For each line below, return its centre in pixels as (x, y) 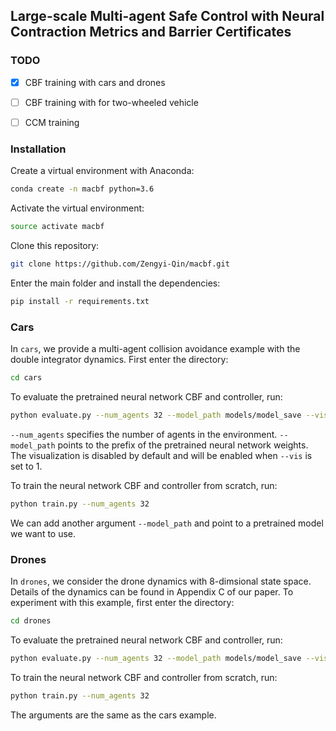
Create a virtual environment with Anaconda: (102, 171)
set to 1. (26, 466)
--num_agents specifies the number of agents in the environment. (144, 434)
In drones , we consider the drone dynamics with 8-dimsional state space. (161, 581)
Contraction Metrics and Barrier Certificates (151, 32)
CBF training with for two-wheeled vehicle (111, 102)
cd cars (26, 377)
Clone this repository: (55, 245)
